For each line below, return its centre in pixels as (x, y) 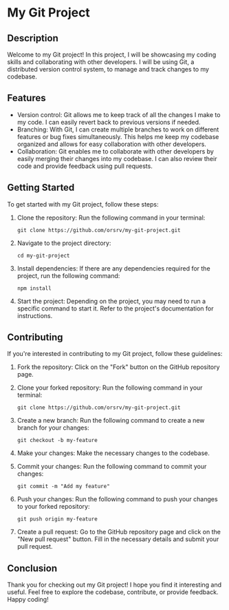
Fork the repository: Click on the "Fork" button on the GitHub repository (118, 367)
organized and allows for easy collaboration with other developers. (111, 144)
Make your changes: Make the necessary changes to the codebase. (113, 453)
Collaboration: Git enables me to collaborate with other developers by (116, 151)
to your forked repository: (53, 507)
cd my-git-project (43, 255)
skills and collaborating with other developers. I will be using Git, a (101, 62)
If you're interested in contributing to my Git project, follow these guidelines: (115, 354)
